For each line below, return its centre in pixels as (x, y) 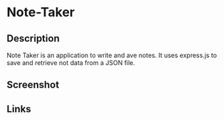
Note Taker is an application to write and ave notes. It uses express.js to (112, 55)
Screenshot (33, 85)
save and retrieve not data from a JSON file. (71, 63)
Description (33, 38)
